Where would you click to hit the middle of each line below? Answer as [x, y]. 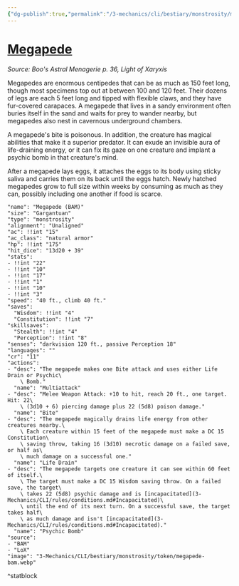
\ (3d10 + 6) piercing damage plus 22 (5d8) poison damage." [112, 406]
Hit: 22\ [20, 400]
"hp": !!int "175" [34, 244]
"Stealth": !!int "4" [46, 331]
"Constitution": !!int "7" [54, 319]
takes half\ [25, 513]
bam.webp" [22, 562]
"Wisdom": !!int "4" [44, 313]
